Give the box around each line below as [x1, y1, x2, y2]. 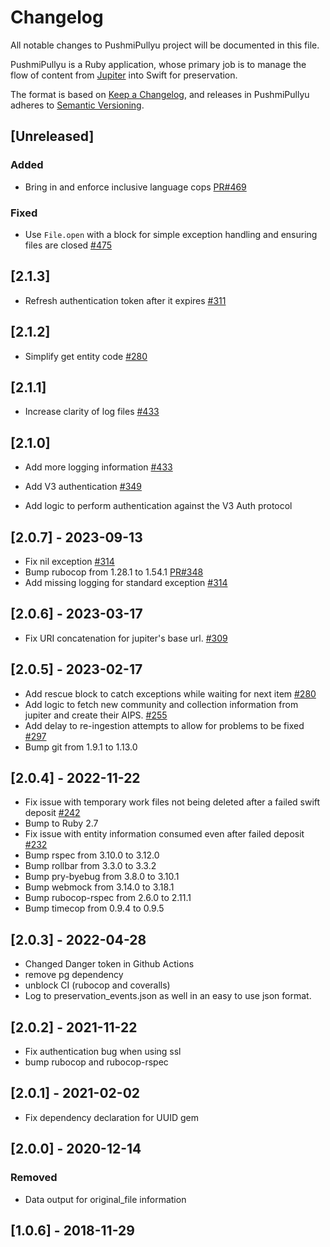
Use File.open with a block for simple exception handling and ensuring [24, 228, 318, 240]
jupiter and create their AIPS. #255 [24, 709, 168, 721]
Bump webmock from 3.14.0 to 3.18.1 [24, 881, 175, 893]
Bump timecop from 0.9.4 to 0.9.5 [24, 902, 165, 915]
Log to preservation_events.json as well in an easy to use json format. [24, 990, 312, 1002]
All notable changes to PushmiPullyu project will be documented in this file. [10, 39, 320, 51]
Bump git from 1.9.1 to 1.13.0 [24, 741, 138, 753]
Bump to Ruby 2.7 [24, 817, 99, 830]
